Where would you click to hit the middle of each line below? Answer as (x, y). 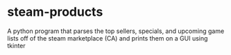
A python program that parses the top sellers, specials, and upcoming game (116, 31)
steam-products (55, 12)
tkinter (16, 45)
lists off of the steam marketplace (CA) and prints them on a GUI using (108, 38)
